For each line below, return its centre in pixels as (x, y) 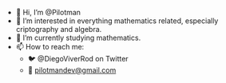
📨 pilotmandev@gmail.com (72, 70)
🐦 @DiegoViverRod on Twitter (78, 59)
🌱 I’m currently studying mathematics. (78, 38)
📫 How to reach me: (50, 47)
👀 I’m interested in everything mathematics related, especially (117, 21)
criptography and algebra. (59, 29)
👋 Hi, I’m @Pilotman (48, 12)
